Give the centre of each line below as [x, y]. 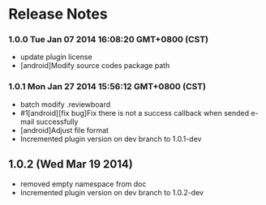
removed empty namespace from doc [83, 184]
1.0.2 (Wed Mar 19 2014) [71, 164]
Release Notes [58, 14]
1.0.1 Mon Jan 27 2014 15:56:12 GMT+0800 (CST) [107, 87]
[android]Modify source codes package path [95, 66]
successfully [57, 122]
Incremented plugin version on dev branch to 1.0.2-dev [112, 192]
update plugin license [56, 57]
